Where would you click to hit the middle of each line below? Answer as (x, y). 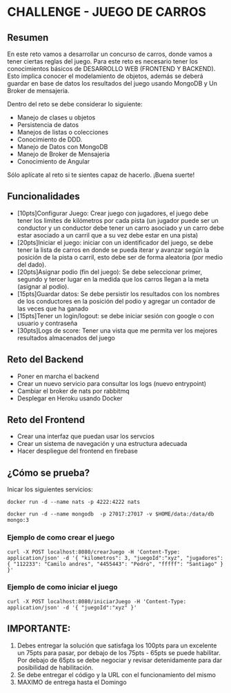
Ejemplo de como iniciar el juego (63, 587)
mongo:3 (18, 520)
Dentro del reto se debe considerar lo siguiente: (75, 104)
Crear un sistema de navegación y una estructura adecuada (102, 444)
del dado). (32, 264)
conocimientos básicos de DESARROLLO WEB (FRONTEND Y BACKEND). (111, 69)
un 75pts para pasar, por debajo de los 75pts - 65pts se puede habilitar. (119, 652)
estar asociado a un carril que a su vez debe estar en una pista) (108, 235)
